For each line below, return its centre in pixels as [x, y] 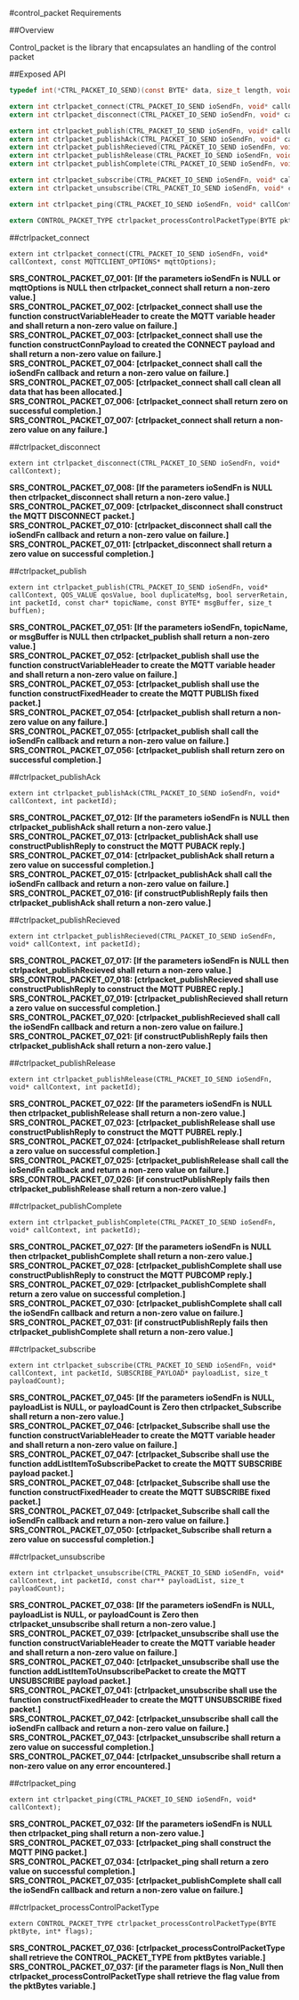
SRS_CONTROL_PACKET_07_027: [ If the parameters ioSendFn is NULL [140, 1247]
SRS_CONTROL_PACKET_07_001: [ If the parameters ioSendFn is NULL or [145, 278]
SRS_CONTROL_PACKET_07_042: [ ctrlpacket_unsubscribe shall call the [144, 1719]
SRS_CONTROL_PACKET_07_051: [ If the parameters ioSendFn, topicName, [149, 627]
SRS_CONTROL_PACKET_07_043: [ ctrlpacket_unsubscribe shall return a [145, 1737]
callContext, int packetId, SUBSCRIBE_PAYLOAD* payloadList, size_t [139, 1373]
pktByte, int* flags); [51, 1931]
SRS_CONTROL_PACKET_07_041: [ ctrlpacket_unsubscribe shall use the [143, 1690]
